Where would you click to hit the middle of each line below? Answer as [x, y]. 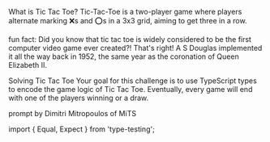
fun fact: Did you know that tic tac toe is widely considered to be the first [130, 39]
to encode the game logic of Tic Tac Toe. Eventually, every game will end [131, 89]
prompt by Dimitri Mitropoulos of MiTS [72, 113]
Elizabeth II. [28, 65]
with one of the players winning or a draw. [78, 98]
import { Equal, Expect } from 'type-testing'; [82, 129]
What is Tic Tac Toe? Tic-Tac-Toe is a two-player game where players [125, 12]
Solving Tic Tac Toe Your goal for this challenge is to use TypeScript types [133, 81]
